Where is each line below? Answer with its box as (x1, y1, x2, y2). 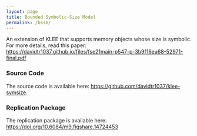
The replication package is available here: (6, 117, 107, 124)
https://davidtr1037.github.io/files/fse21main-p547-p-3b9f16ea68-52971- (6, 48, 183, 55)
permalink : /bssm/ (6, 19, 51, 25)
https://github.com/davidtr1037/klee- (91, 82, 181, 89)
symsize (6, 89, 26, 96)
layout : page (6, 8, 38, 15)
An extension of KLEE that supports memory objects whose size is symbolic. (6, 36, 192, 43)
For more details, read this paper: (6, 42, 87, 49)
